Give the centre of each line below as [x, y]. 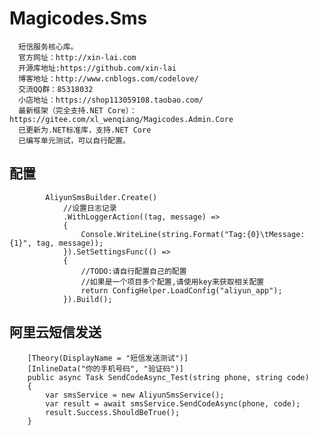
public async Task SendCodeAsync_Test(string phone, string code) [168, 377]
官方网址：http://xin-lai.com [77, 57]
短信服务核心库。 [48, 47]
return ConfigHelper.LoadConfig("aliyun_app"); [181, 290]
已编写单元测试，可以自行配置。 [74, 140]
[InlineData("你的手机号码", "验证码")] [105, 368]
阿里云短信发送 [55, 332]
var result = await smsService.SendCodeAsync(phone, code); [173, 403]
